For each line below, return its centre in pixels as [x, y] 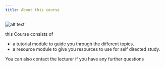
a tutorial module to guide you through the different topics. [73, 44]
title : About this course [32, 10]
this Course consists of [29, 34]
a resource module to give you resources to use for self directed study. [86, 49]
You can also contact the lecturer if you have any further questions [75, 59]
